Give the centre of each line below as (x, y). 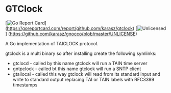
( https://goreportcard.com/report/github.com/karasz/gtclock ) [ (71, 28)
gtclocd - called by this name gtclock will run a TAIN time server (80, 63)
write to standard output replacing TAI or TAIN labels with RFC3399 (83, 79)
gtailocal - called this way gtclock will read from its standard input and (87, 74)
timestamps (25, 85)
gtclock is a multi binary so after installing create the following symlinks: (81, 53)
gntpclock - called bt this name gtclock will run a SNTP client (77, 69)
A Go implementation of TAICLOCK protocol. (52, 43)
